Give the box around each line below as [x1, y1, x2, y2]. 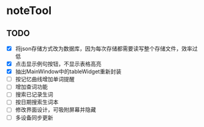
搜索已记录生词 [15, 91, 53, 98]
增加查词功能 [15, 83, 48, 90]
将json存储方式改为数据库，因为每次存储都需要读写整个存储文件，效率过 [15, 45, 198, 52]
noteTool [6, 4, 52, 18]
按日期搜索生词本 [15, 98, 59, 106]
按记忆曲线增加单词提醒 [15, 76, 75, 83]
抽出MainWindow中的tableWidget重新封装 [15, 68, 121, 75]
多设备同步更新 [15, 114, 53, 121]
